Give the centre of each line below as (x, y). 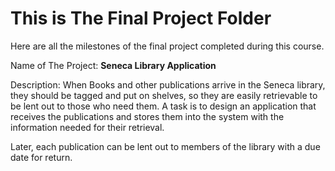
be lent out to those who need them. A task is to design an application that (163, 106)
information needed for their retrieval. (87, 127)
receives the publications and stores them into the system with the (147, 116)
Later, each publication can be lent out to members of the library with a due (165, 146)
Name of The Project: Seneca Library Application (113, 65)
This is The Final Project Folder (141, 18)
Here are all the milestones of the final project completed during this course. (167, 46)
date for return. (41, 157)
